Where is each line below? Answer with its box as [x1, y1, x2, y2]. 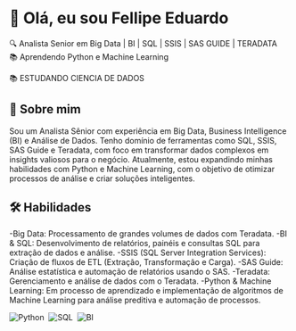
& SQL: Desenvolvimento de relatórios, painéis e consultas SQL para [9, 237, 260, 248]
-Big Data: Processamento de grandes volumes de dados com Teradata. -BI [9, 228, 288, 239]
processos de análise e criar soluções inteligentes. [9, 173, 195, 184]
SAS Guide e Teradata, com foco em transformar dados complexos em [9, 145, 269, 155]
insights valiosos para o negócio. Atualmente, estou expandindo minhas [9, 153, 274, 164]
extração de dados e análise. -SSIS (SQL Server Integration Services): [9, 247, 267, 258]
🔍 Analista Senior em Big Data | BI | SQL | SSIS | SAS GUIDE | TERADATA [9, 37, 278, 48]
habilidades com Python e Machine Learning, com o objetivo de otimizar [9, 163, 275, 174]
